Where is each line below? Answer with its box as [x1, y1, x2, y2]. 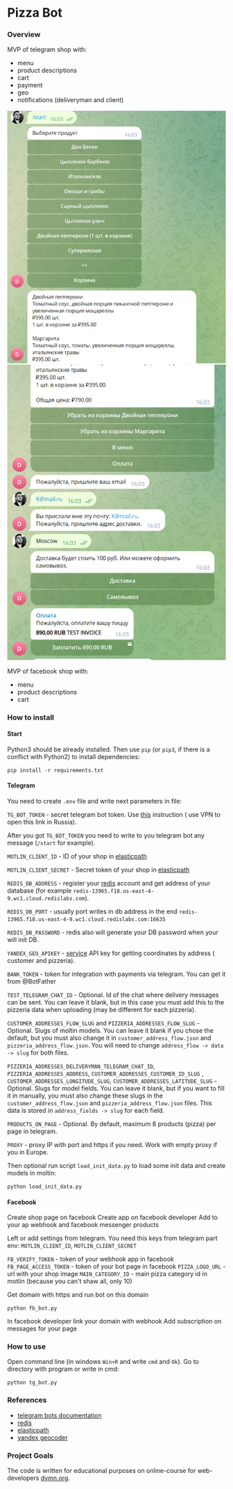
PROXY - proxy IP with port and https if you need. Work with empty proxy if [7, 1140, 217, 1148]
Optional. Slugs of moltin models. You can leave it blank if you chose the [7, 1026, 214, 1034]
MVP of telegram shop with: [7, 45, 87, 54]
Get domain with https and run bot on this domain [7, 1291, 149, 1299]
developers [7, 1474, 40, 1482]
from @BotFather [7, 977, 57, 985]
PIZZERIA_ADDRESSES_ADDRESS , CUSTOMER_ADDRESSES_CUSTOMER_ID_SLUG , [7, 1069, 204, 1077]
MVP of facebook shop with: [7, 667, 89, 675]
